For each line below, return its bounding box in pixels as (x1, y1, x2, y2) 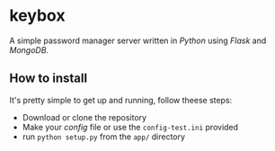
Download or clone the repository (22, 111, 146, 122)
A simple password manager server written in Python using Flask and (9, 35, 267, 46)
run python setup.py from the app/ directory (22, 131, 186, 142)
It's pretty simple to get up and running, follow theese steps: (9, 94, 233, 105)
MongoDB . (9, 44, 49, 55)
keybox (9, 5, 66, 26)
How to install (9, 71, 88, 86)
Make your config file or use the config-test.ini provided (22, 121, 239, 132)
